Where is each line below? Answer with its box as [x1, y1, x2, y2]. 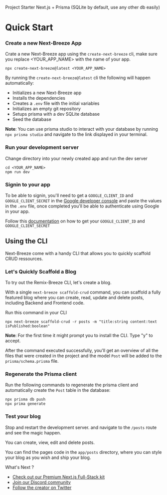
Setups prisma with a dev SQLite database [12, 111, 100, 117]
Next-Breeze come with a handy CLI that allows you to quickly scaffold [5, 250, 151, 256]
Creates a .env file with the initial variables [12, 100, 100, 107]
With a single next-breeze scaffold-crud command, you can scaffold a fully [5, 289, 161, 295]
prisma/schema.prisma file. [5, 358, 59, 364]
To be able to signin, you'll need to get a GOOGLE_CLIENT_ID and [5, 192, 134, 198]
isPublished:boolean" [5, 324, 50, 329]
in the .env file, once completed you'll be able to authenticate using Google [5, 203, 160, 209]
